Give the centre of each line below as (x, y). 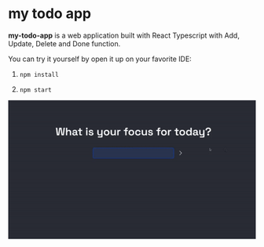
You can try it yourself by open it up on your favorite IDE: (100, 59)
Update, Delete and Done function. (64, 43)
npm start (36, 90)
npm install (39, 74)
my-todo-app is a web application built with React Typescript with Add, (124, 35)
